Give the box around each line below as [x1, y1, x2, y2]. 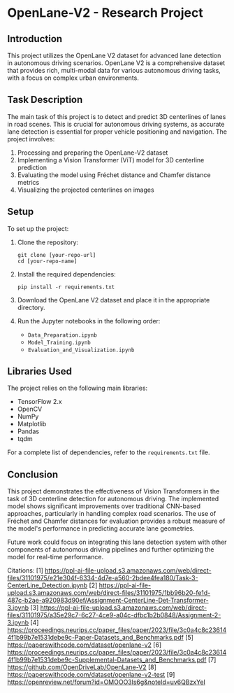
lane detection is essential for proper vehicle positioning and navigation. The [7, 127, 227, 136]
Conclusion [7, 468, 59, 480]
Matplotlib [17, 420, 47, 428]
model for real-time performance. [7, 553, 103, 561]
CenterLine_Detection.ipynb [7, 581, 88, 589]
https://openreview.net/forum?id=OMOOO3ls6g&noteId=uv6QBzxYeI [7, 678, 206, 687]
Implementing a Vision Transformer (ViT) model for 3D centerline [17, 155, 205, 164]
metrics [17, 178, 40, 186]
